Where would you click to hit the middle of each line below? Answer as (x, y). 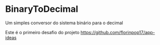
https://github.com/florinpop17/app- (117, 32)
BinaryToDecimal (42, 9)
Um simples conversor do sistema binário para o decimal (64, 23)
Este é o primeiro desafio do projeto (42, 32)
